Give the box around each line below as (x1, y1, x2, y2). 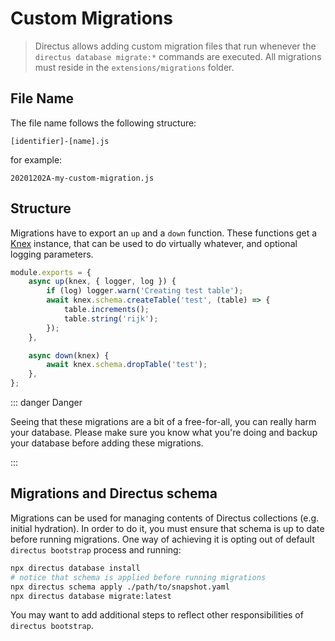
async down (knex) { (28, 350, 110, 361)
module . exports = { (10, 267, 92, 277)
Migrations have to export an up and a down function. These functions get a (10, 227, 318, 239)
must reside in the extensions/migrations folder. (34, 61, 235, 73)
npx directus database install (10, 563, 141, 573)
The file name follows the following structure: (10, 117, 197, 129)
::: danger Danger (10, 397, 83, 409)
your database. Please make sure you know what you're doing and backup (10, 427, 318, 439)
